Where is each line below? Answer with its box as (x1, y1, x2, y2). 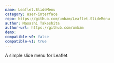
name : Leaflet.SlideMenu (5, 7, 56, 12)
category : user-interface (5, 12, 57, 17)
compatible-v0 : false (5, 35, 49, 40)
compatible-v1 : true (5, 39, 47, 44)
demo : (5, 30, 16, 35)
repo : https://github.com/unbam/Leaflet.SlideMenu (5, 16, 110, 21)
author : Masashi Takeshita (5, 21, 60, 26)
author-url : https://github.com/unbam (5, 25, 84, 30)
